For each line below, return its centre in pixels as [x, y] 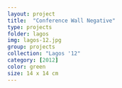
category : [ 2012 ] [33, 60]
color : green [27, 67]
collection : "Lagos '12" [44, 54]
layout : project [31, 14]
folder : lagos [28, 34]
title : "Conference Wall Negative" [61, 21]
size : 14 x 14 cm [33, 73]
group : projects [31, 47]
